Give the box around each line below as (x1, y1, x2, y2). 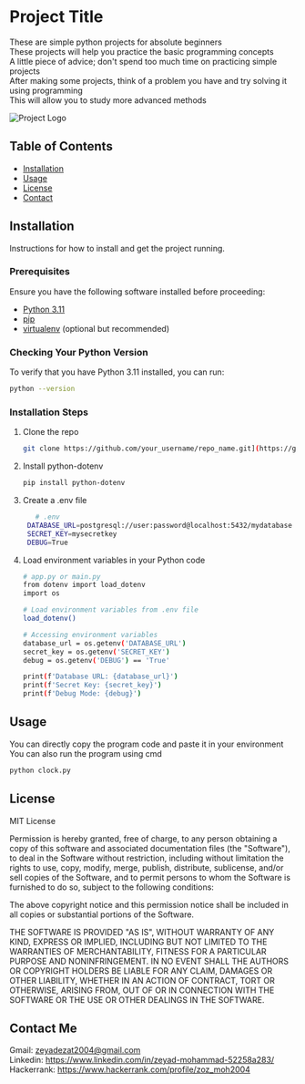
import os (22, 589, 61, 598)
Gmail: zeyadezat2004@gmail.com (9, 1045, 141, 1056)
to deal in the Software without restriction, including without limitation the (9, 852, 284, 863)
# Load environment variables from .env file (22, 605, 198, 614)
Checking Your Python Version (9, 346, 148, 358)
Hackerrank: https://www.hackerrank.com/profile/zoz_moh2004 (9, 1064, 250, 1075)
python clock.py (9, 766, 71, 775)
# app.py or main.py (22, 572, 101, 581)
